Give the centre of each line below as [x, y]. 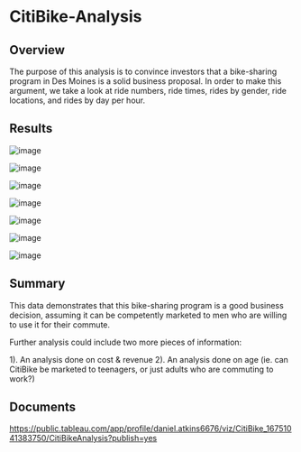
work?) [23, 378]
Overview [37, 50]
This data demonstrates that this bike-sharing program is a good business [146, 305]
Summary [37, 284]
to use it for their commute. [60, 324]
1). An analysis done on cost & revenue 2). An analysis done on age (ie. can [149, 359]
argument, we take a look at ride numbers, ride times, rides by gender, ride [148, 91]
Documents [43, 407]
